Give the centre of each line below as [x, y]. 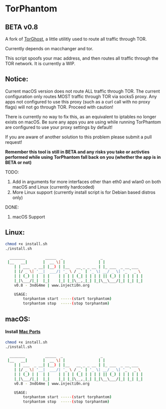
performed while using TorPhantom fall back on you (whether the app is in [83, 157]
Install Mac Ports [23, 332]
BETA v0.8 [22, 27]
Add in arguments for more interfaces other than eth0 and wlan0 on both [86, 182]
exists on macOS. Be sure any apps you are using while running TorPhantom [83, 122]
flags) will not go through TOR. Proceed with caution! [59, 107]
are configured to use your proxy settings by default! [59, 127]
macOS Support [29, 216]
